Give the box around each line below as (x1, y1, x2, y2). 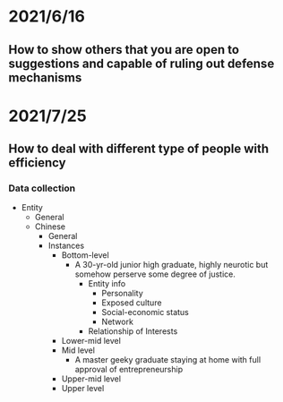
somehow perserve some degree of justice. (74, 269, 236, 279)
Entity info (88, 278, 126, 289)
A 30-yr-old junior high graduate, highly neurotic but (74, 260, 269, 270)
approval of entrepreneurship (74, 364, 184, 375)
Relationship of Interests (88, 326, 178, 337)
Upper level (61, 383, 105, 394)
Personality (101, 288, 144, 299)
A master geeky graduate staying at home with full (74, 355, 262, 365)
